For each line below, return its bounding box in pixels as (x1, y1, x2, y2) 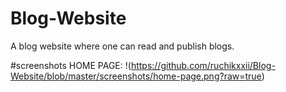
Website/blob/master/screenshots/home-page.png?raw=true (10, 70, 262, 82)
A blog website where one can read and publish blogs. (10, 40, 235, 52)
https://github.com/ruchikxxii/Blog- (130, 59, 276, 71)
